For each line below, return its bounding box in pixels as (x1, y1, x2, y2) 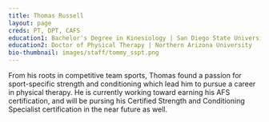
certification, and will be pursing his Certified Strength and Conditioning (8, 96, 246, 105)
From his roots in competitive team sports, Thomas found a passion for (8, 71, 243, 80)
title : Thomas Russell (8, 11, 84, 20)
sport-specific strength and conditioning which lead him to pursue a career (8, 79, 256, 89)
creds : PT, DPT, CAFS (8, 26, 81, 34)
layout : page (8, 19, 52, 27)
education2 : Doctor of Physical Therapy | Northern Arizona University (8, 41, 252, 49)
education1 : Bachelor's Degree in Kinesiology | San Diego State (8, 33, 231, 42)
